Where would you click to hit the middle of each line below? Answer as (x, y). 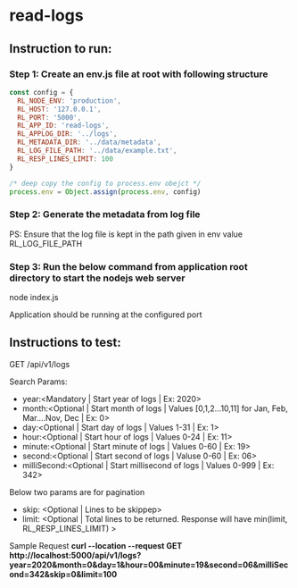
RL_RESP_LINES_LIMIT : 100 (66, 159)
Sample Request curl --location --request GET (96, 545)
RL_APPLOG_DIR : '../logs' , (67, 134)
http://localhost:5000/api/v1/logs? (75, 555)
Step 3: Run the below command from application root (128, 266)
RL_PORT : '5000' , (49, 117)
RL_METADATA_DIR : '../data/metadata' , (90, 143)
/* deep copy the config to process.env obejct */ (105, 183)
